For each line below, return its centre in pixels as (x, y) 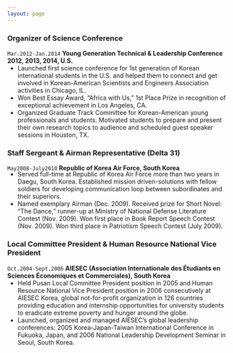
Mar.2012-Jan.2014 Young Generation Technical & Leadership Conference (115, 53)
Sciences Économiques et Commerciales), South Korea (89, 276)
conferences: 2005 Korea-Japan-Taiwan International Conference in (115, 327)
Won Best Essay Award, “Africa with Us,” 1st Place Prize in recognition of (122, 98)
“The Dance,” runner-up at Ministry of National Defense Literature (112, 211)
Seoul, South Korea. (46, 342)
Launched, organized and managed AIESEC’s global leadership (108, 320)
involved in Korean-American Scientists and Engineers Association (113, 83)
